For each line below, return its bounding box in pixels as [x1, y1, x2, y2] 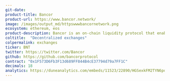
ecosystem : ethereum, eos [5, 26, 60, 31]
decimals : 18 [5, 63, 33, 68]
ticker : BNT [5, 45, 30, 50]
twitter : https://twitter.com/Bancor [5, 49, 85, 54]
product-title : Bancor [5, 12, 53, 17]
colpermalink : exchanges [5, 40, 58, 45]
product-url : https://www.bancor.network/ [5, 17, 96, 22]
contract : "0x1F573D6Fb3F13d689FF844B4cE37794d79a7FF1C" [5, 59, 128, 64]
